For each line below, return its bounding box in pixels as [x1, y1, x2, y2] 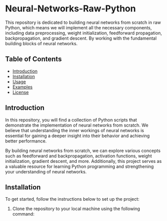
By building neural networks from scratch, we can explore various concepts [5, 147, 161, 153]
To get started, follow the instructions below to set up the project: [5, 196, 140, 202]
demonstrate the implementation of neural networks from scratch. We [5, 122, 149, 128]
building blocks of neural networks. [5, 40, 78, 46]
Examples [12, 84, 33, 90]
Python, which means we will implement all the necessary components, [5, 24, 152, 30]
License [12, 89, 29, 95]
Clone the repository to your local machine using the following [12, 206, 141, 212]
